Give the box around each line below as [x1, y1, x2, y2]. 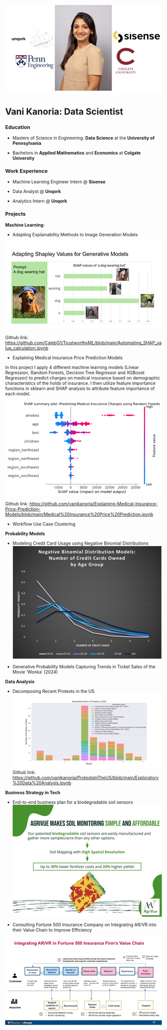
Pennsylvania [12, 140, 41, 146]
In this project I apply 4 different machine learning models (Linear [5, 365, 139, 371]
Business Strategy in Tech [5, 789, 61, 795]
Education [5, 123, 31, 130]
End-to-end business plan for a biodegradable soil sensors [12, 799, 133, 805]
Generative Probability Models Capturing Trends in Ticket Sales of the [12, 664, 156, 670]
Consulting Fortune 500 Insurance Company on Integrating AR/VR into [12, 922, 157, 928]
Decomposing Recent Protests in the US [12, 688, 95, 694]
